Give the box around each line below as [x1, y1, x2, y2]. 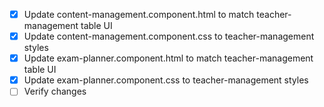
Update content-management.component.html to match [23, 9, 255, 20]
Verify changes [23, 85, 87, 98]
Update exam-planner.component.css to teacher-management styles [23, 74, 309, 86]
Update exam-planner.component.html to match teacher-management [23, 52, 314, 64]
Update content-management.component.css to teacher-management [23, 30, 315, 43]
